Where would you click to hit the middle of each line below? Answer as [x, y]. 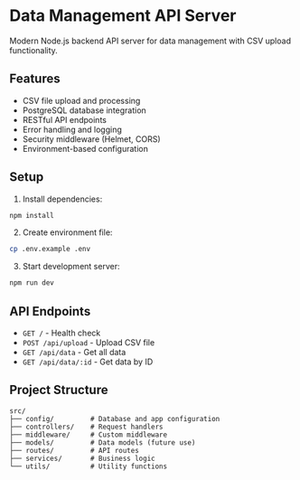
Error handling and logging [72, 129]
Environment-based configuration [85, 148]
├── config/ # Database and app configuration [115, 419]
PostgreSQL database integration [84, 110]
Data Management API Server [123, 16]
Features [35, 79]
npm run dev [32, 283]
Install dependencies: [62, 199]
